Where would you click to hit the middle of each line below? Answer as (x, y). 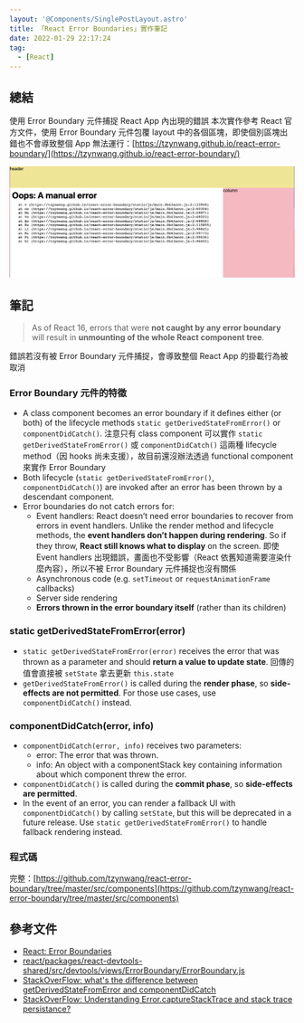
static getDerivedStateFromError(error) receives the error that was (151, 650)
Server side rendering (76, 598)
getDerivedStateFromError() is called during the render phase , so (145, 683)
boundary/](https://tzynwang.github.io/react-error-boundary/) (125, 153)
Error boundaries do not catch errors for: (98, 507)
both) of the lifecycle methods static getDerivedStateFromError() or (152, 423)
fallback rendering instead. (72, 832)
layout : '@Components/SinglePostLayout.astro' (99, 19)
